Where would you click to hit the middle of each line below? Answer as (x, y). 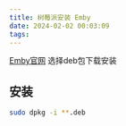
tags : (19, 34)
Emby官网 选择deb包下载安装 (63, 61)
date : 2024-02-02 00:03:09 (59, 26)
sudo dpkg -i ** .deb (48, 113)
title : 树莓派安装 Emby (50, 17)
